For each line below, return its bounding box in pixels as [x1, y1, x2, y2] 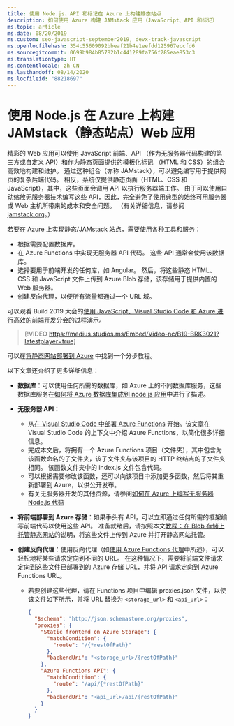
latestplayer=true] [24, 337, 76, 346]
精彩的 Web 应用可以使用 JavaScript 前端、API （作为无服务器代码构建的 [7, 149, 217, 158]
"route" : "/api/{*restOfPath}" [52, 680, 145, 688]
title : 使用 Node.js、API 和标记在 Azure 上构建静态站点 [7, 10, 162, 17]
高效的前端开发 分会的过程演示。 [13, 316, 105, 325]
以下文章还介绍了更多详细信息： [7, 366, 99, 375]
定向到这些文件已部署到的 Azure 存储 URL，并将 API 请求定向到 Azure [17, 563, 219, 571]
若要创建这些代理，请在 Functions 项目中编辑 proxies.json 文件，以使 [27, 586, 227, 595]
